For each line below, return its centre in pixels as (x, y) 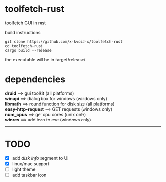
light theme (24, 169)
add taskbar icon (29, 175)
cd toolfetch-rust (24, 46)
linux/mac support (31, 163)
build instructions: (23, 32)
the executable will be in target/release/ (45, 59)
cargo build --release (28, 50)
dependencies (35, 80)
